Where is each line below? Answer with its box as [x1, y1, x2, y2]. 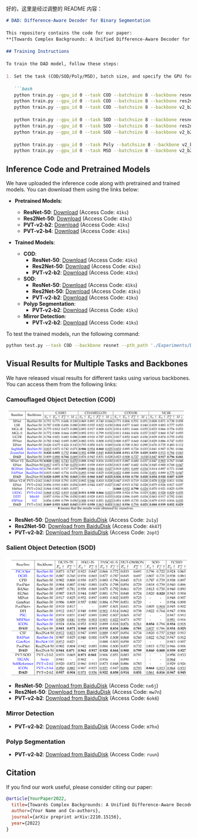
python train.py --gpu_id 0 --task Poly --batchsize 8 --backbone [13, 142, 180, 148]
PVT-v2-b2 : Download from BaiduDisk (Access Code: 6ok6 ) [14, 695, 159, 702]
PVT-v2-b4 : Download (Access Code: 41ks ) [23, 228, 130, 235]
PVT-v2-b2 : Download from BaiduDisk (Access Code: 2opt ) [14, 529, 159, 536]
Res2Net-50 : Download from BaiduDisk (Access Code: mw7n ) [14, 689, 162, 696]
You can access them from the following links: [6, 380, 117, 388]
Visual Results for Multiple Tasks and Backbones [6, 359, 188, 369]
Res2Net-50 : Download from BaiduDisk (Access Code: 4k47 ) [14, 522, 162, 529]
